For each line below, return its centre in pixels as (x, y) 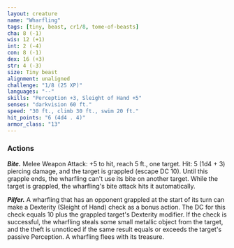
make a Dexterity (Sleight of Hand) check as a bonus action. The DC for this (116, 207)
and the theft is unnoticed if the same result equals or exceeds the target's (115, 229)
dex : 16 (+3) (26, 59)
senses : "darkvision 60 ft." (50, 105)
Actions (21, 149)
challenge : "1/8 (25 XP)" (45, 85)
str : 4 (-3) (24, 66)
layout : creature (32, 14)
